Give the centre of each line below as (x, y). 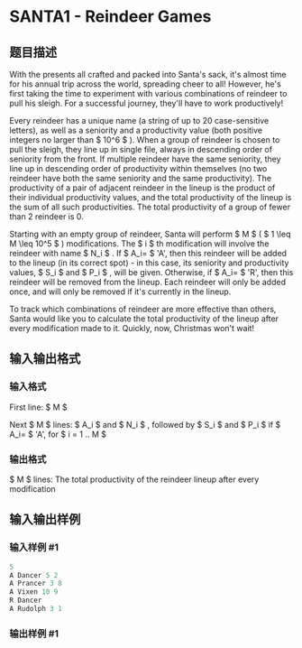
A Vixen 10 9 (34, 592)
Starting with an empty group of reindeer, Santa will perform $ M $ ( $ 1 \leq (150, 234)
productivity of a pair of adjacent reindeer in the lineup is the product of (142, 188)
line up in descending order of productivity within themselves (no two (138, 168)
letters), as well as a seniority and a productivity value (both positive (136, 130)
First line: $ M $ (38, 407)
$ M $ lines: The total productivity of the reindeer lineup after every (134, 479)
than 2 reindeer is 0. (46, 217)
